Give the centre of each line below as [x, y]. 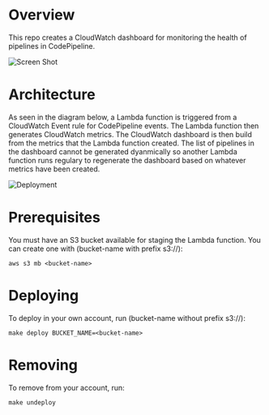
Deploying [44, 296]
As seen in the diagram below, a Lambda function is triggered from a [123, 117]
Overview [42, 15]
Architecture [52, 95]
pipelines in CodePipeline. [52, 45]
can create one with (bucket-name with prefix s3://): [96, 249]
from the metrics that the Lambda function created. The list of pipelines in [132, 143]
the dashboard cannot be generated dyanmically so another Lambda [123, 151]
